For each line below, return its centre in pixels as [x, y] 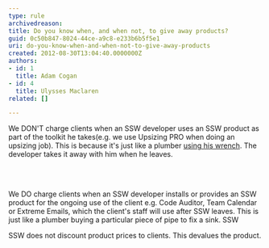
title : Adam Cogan [47, 76]
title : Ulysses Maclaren [57, 91]
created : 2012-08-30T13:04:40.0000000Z [75, 53]
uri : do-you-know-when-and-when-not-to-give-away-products [110, 46]
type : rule [27, 16]
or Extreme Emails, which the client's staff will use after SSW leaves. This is [134, 212]
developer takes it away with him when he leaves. [91, 154]
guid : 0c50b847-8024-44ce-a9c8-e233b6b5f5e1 [84, 38]
